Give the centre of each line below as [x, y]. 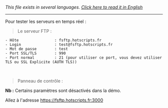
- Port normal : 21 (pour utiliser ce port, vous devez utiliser [84, 58]
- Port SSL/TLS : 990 [35, 53]
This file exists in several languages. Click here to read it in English [74, 7]
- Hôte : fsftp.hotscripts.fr [53, 40]
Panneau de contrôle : [40, 81]
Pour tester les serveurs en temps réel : [46, 21]
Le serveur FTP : [34, 31]
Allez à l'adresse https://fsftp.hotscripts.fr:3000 [54, 100]
